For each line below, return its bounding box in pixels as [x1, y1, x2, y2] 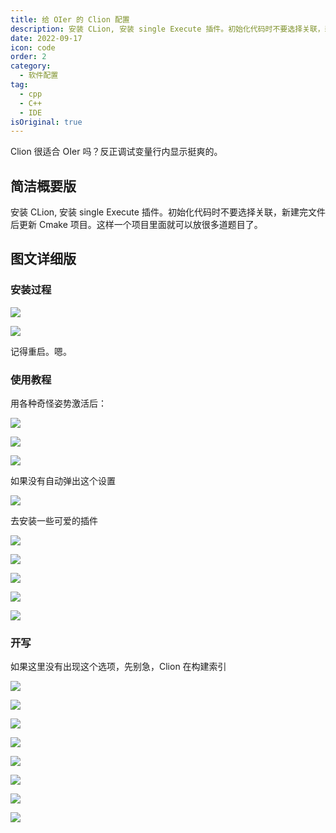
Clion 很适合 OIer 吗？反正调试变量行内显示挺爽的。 [10, 146, 223, 158]
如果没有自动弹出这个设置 [10, 475, 116, 487]
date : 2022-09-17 [10, 33, 83, 43]
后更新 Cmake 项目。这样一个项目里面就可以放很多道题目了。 [10, 219, 263, 231]
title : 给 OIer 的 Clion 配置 [10, 14, 130, 25]
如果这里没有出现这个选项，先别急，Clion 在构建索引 [10, 661, 227, 673]
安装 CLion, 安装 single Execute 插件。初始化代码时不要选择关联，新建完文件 [10, 206, 326, 218]
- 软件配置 [19, 71, 59, 81]
